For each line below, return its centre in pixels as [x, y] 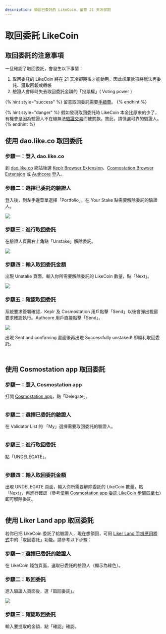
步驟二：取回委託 [26, 580]
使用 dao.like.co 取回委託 [44, 141]
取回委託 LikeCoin [42, 36]
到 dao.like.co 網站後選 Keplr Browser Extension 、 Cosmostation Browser [79, 168]
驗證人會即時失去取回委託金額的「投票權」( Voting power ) [72, 91]
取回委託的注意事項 [34, 56]
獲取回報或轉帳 [36, 85]
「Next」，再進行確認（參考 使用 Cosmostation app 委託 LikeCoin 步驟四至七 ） [83, 493]
